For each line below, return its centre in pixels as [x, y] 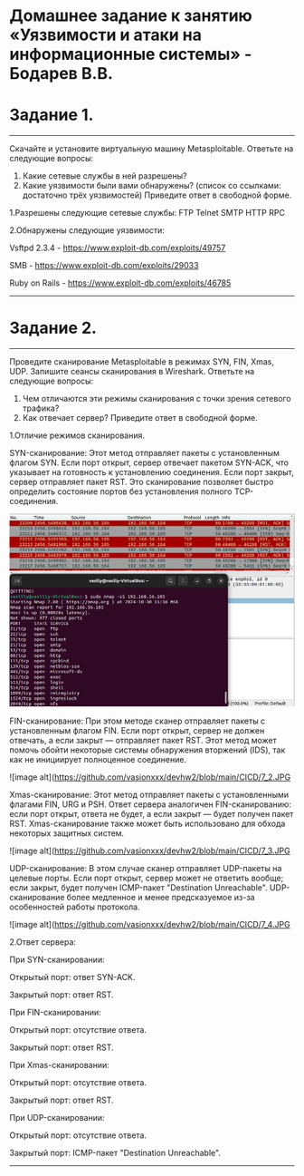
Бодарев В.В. [61, 74]
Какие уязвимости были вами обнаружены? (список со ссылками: [152, 186]
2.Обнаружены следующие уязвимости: [87, 230]
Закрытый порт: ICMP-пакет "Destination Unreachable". [115, 1152]
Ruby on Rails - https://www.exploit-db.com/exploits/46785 [120, 283]
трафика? [41, 408]
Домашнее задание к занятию [131, 16]
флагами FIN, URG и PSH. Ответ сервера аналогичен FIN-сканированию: [151, 804]
